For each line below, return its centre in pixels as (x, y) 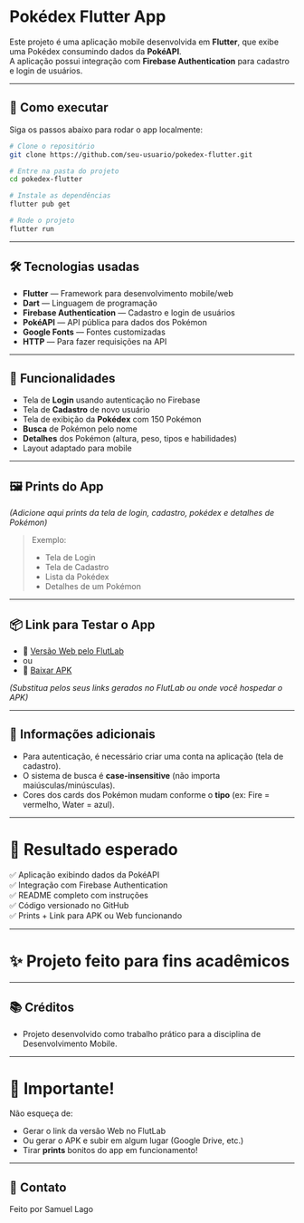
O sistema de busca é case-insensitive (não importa (121, 775)
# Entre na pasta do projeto (64, 171)
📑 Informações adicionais (82, 735)
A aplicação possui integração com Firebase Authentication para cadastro (149, 61)
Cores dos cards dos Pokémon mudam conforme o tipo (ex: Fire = (146, 794)
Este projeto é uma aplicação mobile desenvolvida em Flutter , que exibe (144, 42)
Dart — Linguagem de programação (90, 303)
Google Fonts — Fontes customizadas (94, 332)
